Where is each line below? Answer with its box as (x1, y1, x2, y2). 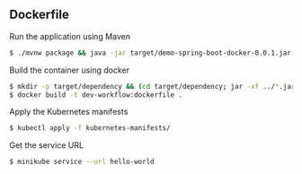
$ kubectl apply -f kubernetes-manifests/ (9, 124, 171, 133)
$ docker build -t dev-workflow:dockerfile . (9, 90, 182, 100)
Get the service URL (9, 140, 84, 151)
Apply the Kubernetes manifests (9, 107, 129, 117)
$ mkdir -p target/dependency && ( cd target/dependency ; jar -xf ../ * (9, 82, 280, 91)
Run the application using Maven (9, 30, 130, 41)
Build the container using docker (9, 65, 130, 75)
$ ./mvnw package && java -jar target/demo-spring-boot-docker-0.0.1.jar (9, 48, 292, 57)
